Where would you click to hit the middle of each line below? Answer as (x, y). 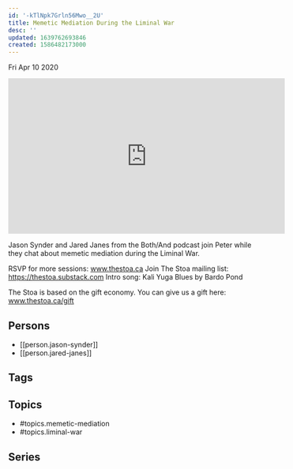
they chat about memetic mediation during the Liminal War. (104, 253)
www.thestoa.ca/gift (41, 301)
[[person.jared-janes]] (56, 353)
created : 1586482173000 (47, 45)
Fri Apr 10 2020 (34, 67)
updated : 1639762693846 (47, 38)
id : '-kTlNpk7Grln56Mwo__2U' (56, 15)
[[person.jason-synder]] (59, 344)
